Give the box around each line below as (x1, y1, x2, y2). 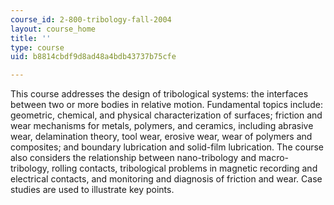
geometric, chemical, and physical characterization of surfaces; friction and (10, 109, 323, 121)
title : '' (10, 33, 52, 43)
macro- (258, 152, 290, 164)
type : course (10, 42, 65, 53)
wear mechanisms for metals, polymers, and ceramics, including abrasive (10, 120, 314, 132)
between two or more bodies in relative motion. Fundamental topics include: (10, 99, 323, 111)
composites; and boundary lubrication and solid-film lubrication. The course (10, 141, 324, 153)
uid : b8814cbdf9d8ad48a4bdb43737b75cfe (10, 52, 177, 62)
